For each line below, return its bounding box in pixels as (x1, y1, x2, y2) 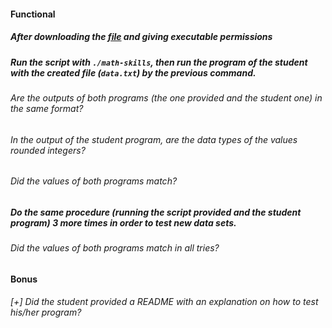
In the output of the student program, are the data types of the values (10, 133, 298, 145)
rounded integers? (10, 144, 86, 156)
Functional (10, 8, 56, 20)
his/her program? (10, 306, 82, 319)
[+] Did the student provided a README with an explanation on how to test (10, 296, 319, 308)
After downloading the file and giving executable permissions (10, 31, 273, 43)
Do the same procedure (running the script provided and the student (10, 206, 302, 218)
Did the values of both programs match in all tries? (10, 242, 220, 254)
